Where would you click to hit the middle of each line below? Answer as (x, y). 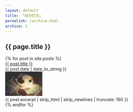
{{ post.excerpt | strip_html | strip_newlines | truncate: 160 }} (67, 100)
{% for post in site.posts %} (33, 59)
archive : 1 (16, 26)
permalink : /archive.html (32, 21)
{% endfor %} (19, 105)
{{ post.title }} (19, 64)
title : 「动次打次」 (24, 16)
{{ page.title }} (28, 47)
